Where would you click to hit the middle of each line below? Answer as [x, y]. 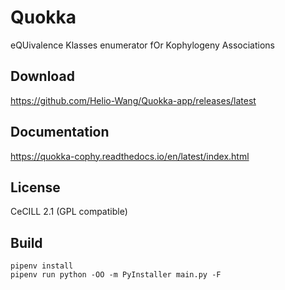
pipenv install [42, 266]
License [35, 187]
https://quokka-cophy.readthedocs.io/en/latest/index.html [130, 156]
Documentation [60, 132]
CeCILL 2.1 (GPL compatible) [69, 212]
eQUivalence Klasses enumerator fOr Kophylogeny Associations [142, 45]
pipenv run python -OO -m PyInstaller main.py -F [116, 275]
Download [42, 76]
